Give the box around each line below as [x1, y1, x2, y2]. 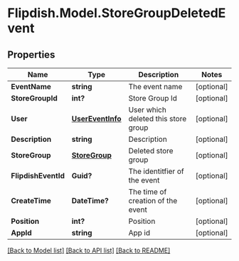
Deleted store [128, 146, 174, 155]
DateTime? [71, 196, 109, 205]
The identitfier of [128, 166, 184, 176]
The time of [128, 187, 167, 197]
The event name [128, 82, 183, 91]
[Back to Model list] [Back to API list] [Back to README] [7, 246, 171, 255]
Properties [7, 48, 55, 61]
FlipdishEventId [11, 171, 65, 180]
